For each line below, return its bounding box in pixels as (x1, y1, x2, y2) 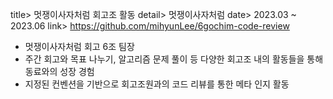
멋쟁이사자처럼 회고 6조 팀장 (24, 41, 135, 52)
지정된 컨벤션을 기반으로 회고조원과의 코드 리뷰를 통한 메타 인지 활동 (24, 78, 290, 90)
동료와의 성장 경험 (24, 66, 95, 77)
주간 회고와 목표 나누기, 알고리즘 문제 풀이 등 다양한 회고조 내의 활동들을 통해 (24, 53, 324, 65)
